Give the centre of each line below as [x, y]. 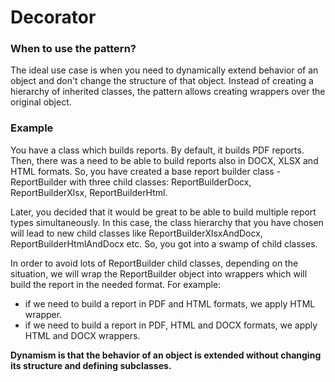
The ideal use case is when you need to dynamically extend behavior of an [164, 70]
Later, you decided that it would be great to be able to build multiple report [163, 212]
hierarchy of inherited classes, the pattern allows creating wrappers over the [168, 92]
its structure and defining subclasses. [91, 365]
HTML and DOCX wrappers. [82, 335]
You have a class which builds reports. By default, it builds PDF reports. [157, 150]
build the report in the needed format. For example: [116, 284]
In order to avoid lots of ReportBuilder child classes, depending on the [154, 263]
